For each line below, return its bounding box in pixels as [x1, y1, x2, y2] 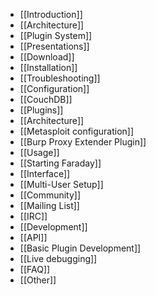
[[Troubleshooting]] [19, 72, 101, 84]
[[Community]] [19, 189, 82, 201]
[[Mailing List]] [19, 200, 80, 211]
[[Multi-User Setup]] [19, 179, 104, 190]
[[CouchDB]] [19, 94, 73, 105]
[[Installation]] [19, 62, 78, 73]
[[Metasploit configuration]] [19, 125, 135, 137]
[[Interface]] [19, 168, 71, 179]
